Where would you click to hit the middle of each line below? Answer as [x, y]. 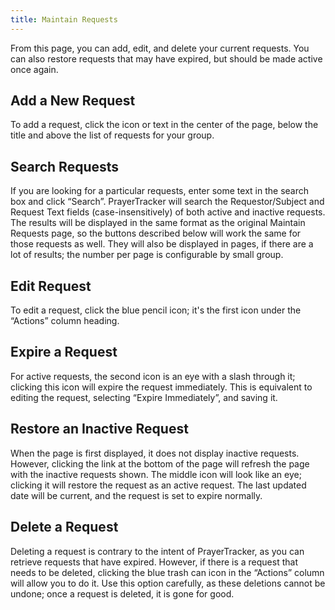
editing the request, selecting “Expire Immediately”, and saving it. [144, 397]
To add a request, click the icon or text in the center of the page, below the [164, 125]
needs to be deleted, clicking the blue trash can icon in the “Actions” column [167, 572]
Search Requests [65, 166]
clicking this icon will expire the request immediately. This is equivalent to [161, 387]
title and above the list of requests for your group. [112, 135]
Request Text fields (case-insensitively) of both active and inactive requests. [168, 212]
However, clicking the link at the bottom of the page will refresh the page [160, 463]
